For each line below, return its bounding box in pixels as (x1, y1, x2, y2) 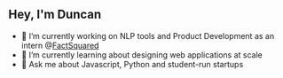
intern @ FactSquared (20, 40, 99, 51)
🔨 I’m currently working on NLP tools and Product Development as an (20, 30, 275, 41)
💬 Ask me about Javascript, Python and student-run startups (20, 58, 244, 69)
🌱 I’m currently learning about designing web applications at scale (20, 49, 263, 60)
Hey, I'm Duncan (8, 7, 102, 22)
